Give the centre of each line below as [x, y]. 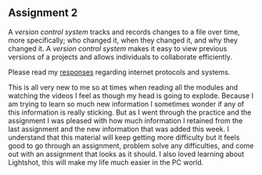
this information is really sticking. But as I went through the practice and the [130, 112]
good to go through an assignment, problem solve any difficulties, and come [131, 145]
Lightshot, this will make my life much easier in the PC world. [106, 162]
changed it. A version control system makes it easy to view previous [118, 48]
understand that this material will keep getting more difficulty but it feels [124, 137]
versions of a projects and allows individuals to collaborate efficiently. [120, 57]
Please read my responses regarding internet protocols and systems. [119, 72]
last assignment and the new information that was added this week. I [118, 129]
